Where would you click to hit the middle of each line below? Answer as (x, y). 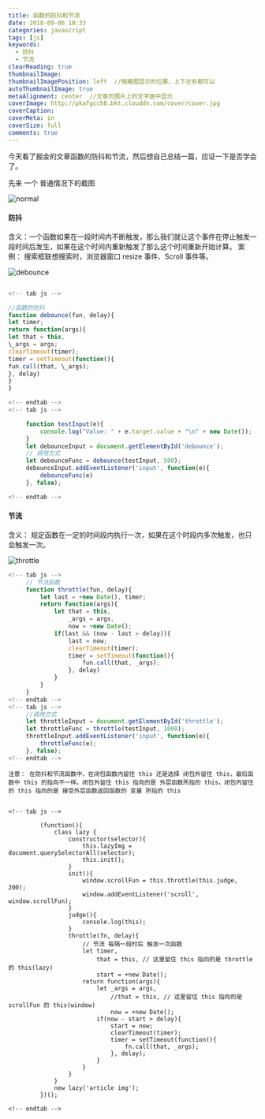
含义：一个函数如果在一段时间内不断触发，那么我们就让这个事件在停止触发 (129, 237)
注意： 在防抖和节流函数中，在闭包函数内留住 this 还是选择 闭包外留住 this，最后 (128, 774)
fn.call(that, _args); (162, 1046)
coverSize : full (35, 125)
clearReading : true (40, 67)
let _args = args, (126, 988)
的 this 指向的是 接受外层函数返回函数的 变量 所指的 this (95, 791)
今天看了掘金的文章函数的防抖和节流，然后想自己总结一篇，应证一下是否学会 (132, 156)
